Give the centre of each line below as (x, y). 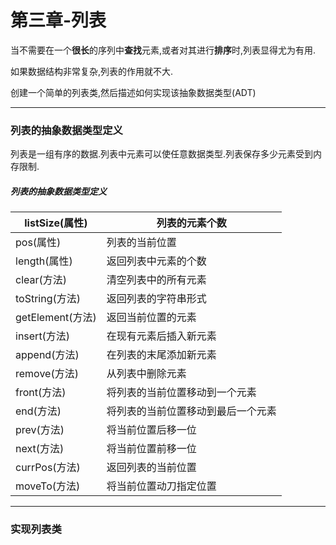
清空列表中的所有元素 (156, 280)
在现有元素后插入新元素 (161, 336)
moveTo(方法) (48, 486)
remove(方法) (47, 374)
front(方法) (41, 393)
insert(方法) (43, 336)
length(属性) (44, 261)
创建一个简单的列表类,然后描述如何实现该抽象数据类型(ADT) (133, 92)
